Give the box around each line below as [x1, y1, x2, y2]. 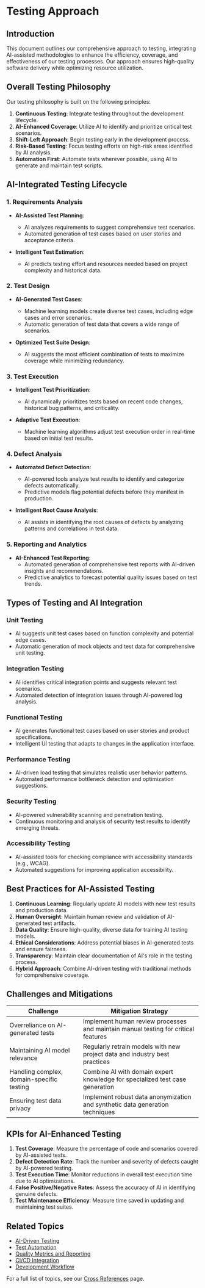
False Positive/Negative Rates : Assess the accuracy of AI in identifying [15, 1184, 196, 1191]
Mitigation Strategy [110, 1007, 168, 1015]
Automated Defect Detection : [15, 464, 92, 471]
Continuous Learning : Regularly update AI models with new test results [15, 900, 196, 907]
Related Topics [6, 1221, 64, 1231]
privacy [9, 1104, 31, 1113]
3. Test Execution [6, 372, 59, 381]
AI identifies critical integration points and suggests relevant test [15, 678, 177, 686]
